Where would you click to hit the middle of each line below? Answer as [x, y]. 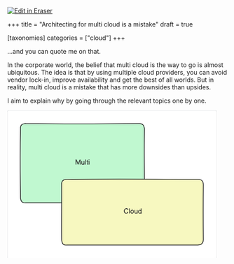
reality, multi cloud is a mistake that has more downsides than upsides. [109, 87]
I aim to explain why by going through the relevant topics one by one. [107, 101]
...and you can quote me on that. [54, 51]
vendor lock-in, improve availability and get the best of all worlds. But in [111, 80]
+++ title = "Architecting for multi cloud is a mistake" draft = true [100, 24]
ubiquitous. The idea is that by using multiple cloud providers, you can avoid [117, 72]
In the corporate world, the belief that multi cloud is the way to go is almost [115, 65]
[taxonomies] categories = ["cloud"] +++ [66, 38]
